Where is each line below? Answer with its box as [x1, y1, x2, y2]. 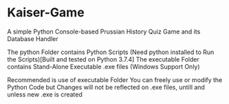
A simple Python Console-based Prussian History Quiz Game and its [7, 27, 201, 36]
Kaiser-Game [7, 5, 85, 21]
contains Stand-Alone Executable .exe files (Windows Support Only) [7, 62, 201, 70]
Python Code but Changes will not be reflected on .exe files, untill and [7, 83, 205, 91]
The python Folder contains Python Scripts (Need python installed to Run [7, 48, 215, 56]
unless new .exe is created [7, 90, 83, 99]
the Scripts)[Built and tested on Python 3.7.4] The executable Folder [7, 55, 199, 63]
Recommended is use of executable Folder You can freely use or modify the [7, 75, 223, 83]
